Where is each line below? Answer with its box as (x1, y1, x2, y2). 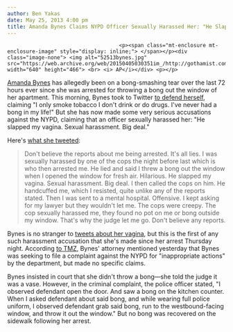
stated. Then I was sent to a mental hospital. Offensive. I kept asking (24, 194, 220, 202)
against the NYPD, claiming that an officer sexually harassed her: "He (7, 115, 205, 124)
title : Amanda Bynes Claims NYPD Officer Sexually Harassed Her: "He (7, 23, 213, 30)
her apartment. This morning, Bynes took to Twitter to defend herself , (7, 93, 206, 101)
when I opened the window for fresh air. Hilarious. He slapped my (24, 172, 212, 181)
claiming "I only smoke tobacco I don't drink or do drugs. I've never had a (7, 101, 217, 109)
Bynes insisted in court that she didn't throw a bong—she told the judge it (7, 272, 217, 281)
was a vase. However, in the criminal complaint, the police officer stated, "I (7, 280, 221, 288)
